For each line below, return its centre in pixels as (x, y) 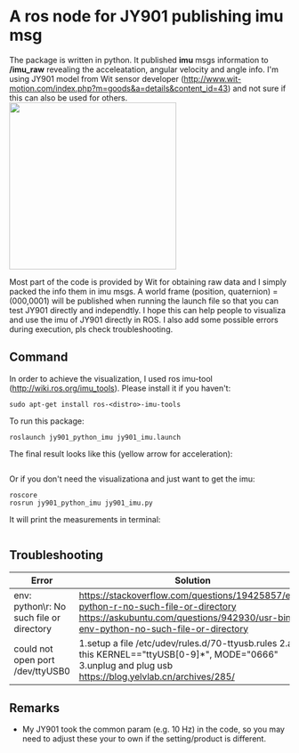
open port (34, 660)
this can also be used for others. (69, 97)
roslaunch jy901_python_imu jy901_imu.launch (95, 437)
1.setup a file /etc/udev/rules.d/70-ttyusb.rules (178, 643)
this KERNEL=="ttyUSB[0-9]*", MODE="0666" (178, 654)
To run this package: (47, 421)
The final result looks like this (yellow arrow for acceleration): (121, 453)
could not (33, 649)
